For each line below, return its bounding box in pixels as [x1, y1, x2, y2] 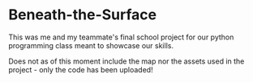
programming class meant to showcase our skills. [8, 40, 174, 50]
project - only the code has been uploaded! [8, 64, 153, 74]
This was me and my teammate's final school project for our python [8, 32, 234, 42]
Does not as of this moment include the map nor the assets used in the [8, 56, 245, 66]
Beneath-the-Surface [8, 6, 157, 24]
